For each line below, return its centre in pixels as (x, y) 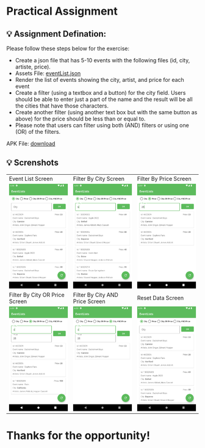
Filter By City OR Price (37, 295)
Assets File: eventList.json (48, 73)
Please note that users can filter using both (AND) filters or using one (102, 125)
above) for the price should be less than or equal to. (80, 119)
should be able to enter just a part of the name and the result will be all (104, 99)
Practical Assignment (62, 11)
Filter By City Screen (99, 178)
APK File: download (31, 144)
